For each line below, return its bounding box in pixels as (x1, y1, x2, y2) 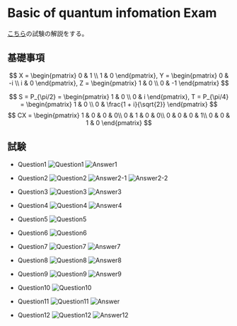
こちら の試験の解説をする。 (7, 29, 88, 37)
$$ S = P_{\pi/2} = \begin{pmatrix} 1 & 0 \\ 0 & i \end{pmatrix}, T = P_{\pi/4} (8, 92, 229, 100)
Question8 (17, 256, 48, 264)
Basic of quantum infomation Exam (7, 5, 217, 21)
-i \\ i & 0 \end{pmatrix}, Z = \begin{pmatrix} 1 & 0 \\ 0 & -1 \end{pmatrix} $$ (8, 78, 229, 87)
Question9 (17, 269, 48, 278)
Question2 (17, 173, 48, 182)
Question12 (17, 310, 51, 319)
